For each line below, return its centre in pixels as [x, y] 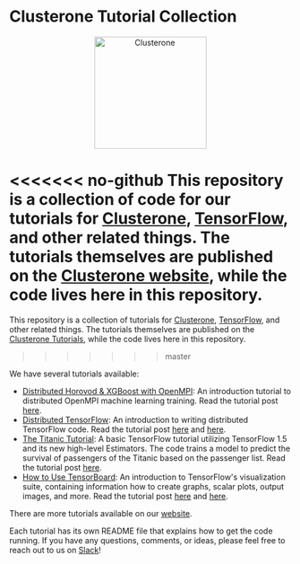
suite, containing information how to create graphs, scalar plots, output [153, 486]
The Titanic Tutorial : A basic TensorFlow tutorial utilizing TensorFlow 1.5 [154, 438]
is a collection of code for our [120, 200]
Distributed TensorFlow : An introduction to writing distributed [135, 419]
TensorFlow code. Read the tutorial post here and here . [124, 429]
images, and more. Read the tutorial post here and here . [125, 496]
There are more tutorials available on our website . [101, 513]
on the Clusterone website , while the [148, 276]
